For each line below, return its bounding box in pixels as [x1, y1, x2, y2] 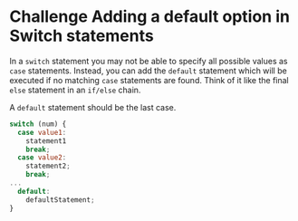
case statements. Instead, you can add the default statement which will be [9, 65, 287, 76]
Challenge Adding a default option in [9, 6, 290, 27]
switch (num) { [9, 120, 67, 129]
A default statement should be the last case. [9, 101, 177, 112]
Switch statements [9, 25, 154, 46]
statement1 [25, 136, 67, 146]
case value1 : [17, 128, 67, 137]
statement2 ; [25, 161, 71, 171]
